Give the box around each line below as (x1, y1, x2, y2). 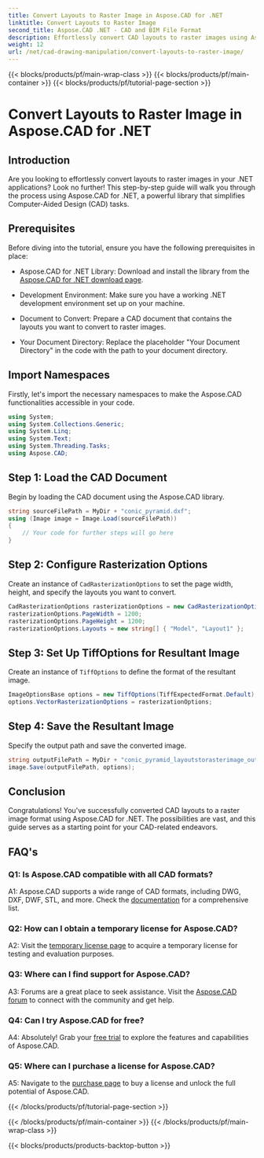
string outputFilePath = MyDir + (8, 755, 118, 763)
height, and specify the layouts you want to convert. (8, 587, 177, 597)
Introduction (8, 153, 71, 167)
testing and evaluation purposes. (8, 949, 115, 959)
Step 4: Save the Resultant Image (8, 720, 174, 733)
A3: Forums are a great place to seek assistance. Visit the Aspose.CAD (8, 987, 237, 996)
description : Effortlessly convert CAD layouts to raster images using (8, 33, 247, 42)
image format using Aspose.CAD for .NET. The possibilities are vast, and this (8, 814, 256, 824)
